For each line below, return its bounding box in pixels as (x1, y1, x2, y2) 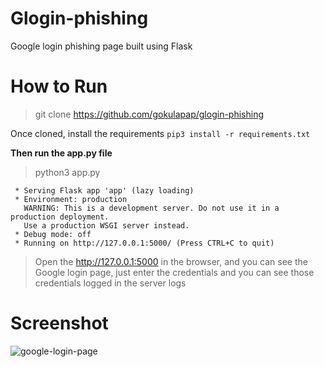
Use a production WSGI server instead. (23, 220, 190, 231)
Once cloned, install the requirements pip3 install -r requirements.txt (10, 127, 311, 139)
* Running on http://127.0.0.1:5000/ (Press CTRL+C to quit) (14, 238, 275, 248)
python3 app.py (34, 166, 101, 178)
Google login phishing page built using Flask (10, 40, 193, 52)
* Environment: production (14, 194, 128, 204)
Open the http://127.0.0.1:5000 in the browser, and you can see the (34, 255, 308, 267)
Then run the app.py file (10, 147, 113, 159)
